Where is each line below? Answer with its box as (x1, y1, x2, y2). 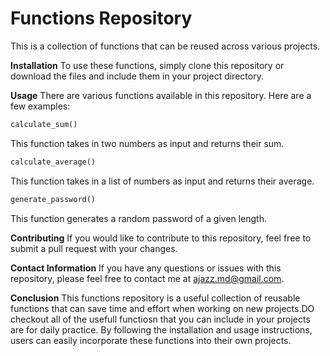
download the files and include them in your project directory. (10, 70, 264, 82)
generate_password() (10, 194, 97, 204)
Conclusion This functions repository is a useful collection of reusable (10, 292, 301, 304)
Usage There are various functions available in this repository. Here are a (10, 89, 312, 101)
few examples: (10, 100, 71, 112)
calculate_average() (10, 157, 97, 167)
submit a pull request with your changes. (10, 242, 178, 254)
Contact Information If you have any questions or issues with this (10, 262, 282, 274)
